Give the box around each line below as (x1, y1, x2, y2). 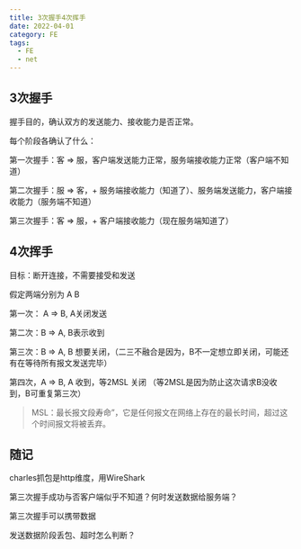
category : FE (9, 30, 58, 39)
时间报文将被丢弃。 (39, 418, 111, 428)
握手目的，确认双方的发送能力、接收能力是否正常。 (9, 116, 199, 127)
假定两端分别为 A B (9, 289, 80, 300)
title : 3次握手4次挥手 (9, 13, 86, 22)
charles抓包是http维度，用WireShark (9, 472, 146, 483)
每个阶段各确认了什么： (9, 135, 96, 146)
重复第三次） (38, 388, 86, 399)
